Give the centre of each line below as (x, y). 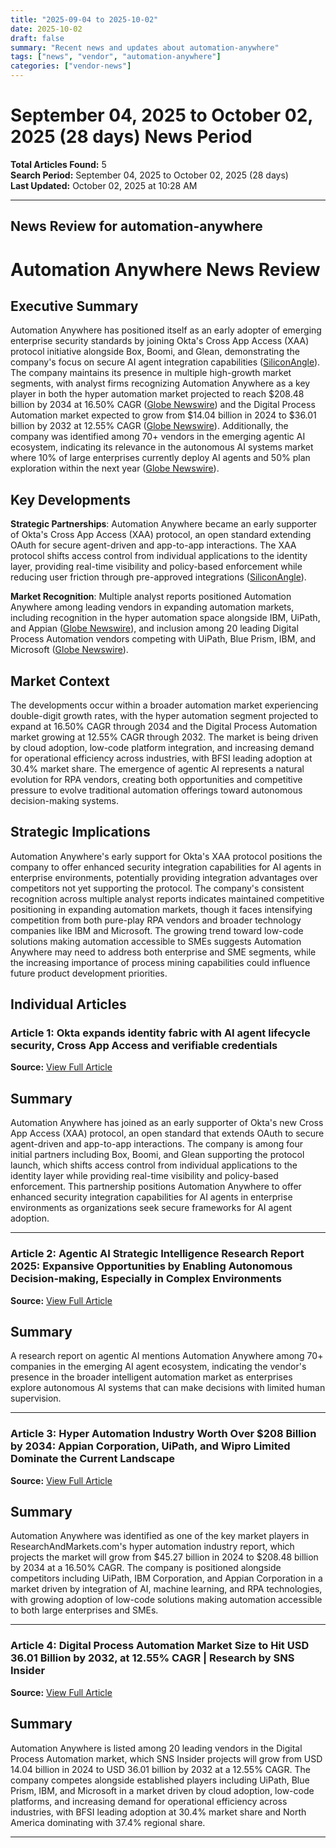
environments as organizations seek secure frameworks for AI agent (151, 1208)
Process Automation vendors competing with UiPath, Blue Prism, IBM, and (163, 639)
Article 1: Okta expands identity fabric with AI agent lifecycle (160, 1033)
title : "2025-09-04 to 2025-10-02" (84, 19)
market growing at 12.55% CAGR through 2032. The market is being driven (164, 737)
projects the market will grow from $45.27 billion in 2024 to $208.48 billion (164, 1557)
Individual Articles (68, 1004)
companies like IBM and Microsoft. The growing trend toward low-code (157, 930)
